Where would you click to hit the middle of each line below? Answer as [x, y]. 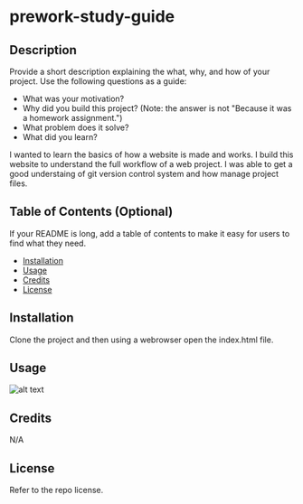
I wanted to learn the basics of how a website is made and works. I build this [151, 154]
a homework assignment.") [72, 118]
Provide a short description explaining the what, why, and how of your [140, 71]
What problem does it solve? [76, 127]
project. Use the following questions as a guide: [98, 81]
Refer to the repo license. [57, 490]
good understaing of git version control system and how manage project [144, 174]
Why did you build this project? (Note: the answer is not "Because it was [157, 108]
